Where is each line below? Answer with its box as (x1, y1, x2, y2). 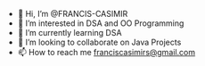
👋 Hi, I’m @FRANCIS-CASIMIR (17, 9, 128, 19)
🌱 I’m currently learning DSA (17, 28, 122, 37)
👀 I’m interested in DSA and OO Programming (17, 18, 184, 29)
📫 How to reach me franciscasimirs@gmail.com (17, 47, 196, 57)
